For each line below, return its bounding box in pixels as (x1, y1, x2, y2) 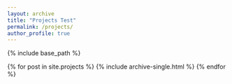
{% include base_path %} (7, 49, 81, 57)
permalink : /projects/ (7, 23, 73, 30)
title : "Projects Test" (7, 17, 77, 24)
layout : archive (7, 10, 55, 17)
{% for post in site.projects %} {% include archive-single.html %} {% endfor (7, 62, 226, 71)
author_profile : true (7, 29, 71, 37)
